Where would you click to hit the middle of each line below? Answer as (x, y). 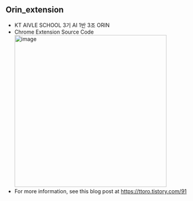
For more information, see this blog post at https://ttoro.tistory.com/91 (100, 191)
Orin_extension (35, 10)
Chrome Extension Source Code (54, 32)
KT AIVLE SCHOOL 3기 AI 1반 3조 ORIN (62, 25)
